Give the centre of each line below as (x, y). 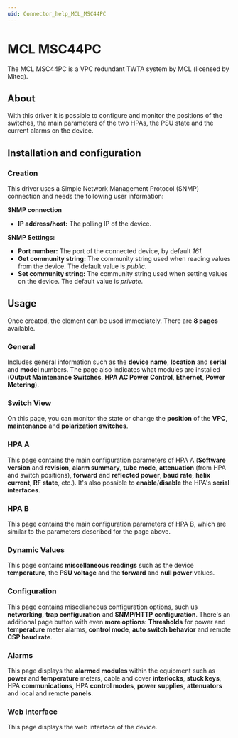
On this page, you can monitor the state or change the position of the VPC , (118, 419)
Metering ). (23, 385)
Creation (23, 173)
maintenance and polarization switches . (68, 426)
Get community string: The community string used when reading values (124, 259)
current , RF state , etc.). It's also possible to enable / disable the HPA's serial (118, 483)
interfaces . (24, 490)
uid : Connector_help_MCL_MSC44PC (57, 14)
